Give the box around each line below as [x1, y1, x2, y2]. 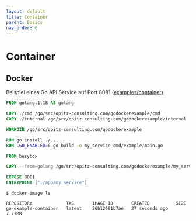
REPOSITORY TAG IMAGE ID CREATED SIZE [6, 201, 187, 206]
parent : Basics [6, 19, 43, 25]
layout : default [6, 8, 45, 15]
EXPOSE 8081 [6, 174, 35, 180]
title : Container [6, 14, 48, 20]
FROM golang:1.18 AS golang [6, 100, 75, 106]
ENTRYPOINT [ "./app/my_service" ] [6, 179, 87, 186]
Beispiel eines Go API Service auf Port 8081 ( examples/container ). [6, 89, 165, 96]
